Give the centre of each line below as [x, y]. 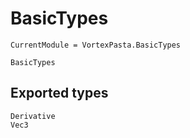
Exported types [59, 93]
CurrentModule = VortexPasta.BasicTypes [96, 45]
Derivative [33, 116]
